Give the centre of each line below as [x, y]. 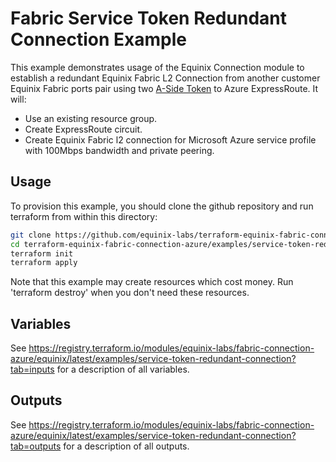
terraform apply [44, 263]
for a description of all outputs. [126, 446]
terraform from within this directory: [84, 216]
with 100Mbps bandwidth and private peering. [119, 150]
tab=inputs [32, 369]
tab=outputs [36, 446]
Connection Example [98, 39]
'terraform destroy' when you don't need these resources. [130, 293]
